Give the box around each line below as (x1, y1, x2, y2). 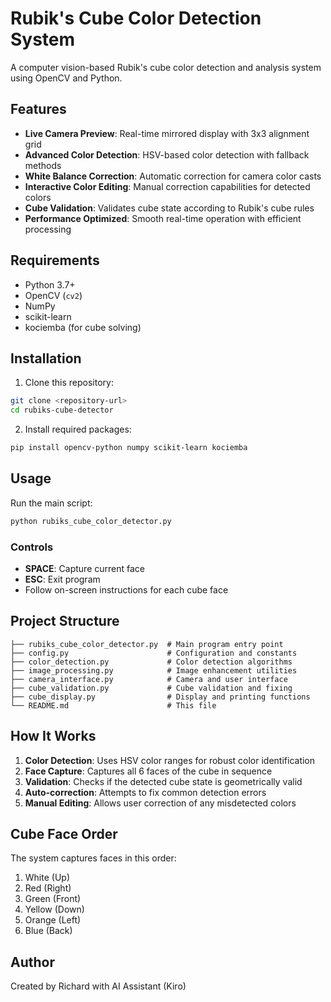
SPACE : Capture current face (24, 562, 145, 574)
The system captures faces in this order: (10, 852, 177, 864)
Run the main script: (10, 497, 93, 509)
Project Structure (10, 613, 120, 630)
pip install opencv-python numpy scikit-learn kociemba (10, 443, 248, 453)
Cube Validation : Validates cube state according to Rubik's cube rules (24, 202, 315, 214)
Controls (10, 540, 54, 554)
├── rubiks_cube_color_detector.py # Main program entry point (10, 639, 284, 649)
